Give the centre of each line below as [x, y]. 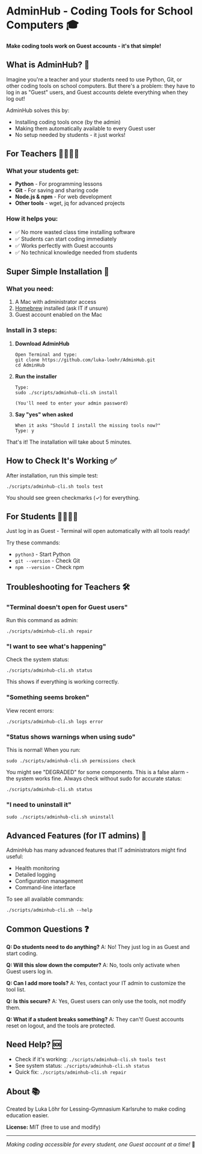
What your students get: [43, 171]
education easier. [28, 1115]
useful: [15, 857]
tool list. [16, 989]
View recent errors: [30, 710]
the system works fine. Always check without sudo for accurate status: [94, 778]
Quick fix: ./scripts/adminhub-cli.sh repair [71, 1072]
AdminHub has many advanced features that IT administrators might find [96, 850]
